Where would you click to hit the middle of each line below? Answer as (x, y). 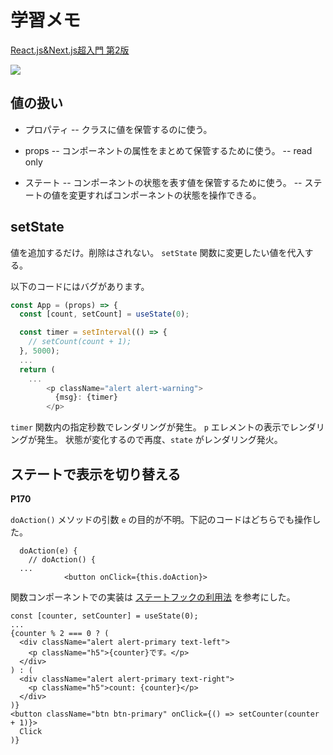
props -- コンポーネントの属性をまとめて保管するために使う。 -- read (168, 150)
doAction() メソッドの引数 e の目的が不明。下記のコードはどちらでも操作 (161, 519)
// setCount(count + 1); (80, 342)
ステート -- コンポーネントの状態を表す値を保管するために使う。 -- (163, 182)
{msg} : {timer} (86, 397)
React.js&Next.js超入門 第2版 (70, 50)
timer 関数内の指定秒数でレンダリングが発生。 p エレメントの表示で (150, 427)
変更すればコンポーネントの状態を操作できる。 (165, 195)
